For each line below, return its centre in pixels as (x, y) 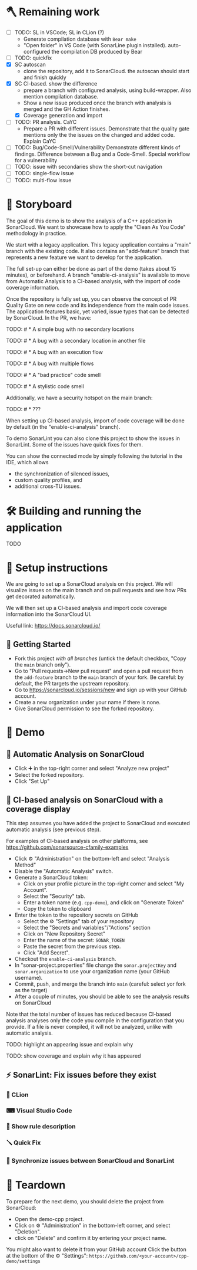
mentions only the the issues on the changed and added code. (99, 135)
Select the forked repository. (49, 775)
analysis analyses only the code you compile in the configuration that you (95, 1020)
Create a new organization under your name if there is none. (87, 703)
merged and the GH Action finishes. (67, 109)
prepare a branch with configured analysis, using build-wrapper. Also (107, 90)
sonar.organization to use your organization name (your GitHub (92, 971)
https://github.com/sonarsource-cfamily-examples (67, 847)
